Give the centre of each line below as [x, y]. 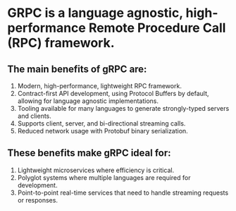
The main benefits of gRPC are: [77, 69]
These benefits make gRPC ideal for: [89, 153]
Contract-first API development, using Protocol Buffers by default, [113, 94]
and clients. [34, 116]
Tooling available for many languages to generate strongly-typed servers [123, 108]
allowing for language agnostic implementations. [88, 101]
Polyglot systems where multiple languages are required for [104, 177]
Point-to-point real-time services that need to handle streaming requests [123, 193]
